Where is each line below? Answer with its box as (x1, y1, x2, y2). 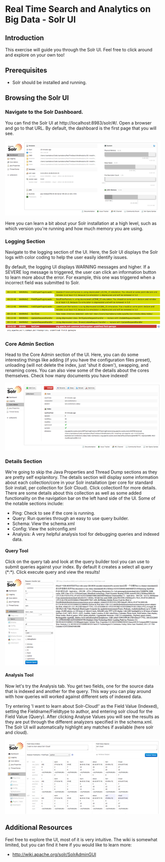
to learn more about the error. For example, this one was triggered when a (5, 274, 155, 280)
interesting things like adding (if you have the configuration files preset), (5, 357, 152, 363)
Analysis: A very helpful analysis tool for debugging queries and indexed (12, 531, 160, 537)
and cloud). (5, 729, 29, 735)
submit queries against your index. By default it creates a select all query (5, 564, 153, 570)
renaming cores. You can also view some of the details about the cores (5, 367, 149, 373)
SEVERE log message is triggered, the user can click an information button (5, 269, 157, 275)
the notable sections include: (5, 501, 64, 507)
